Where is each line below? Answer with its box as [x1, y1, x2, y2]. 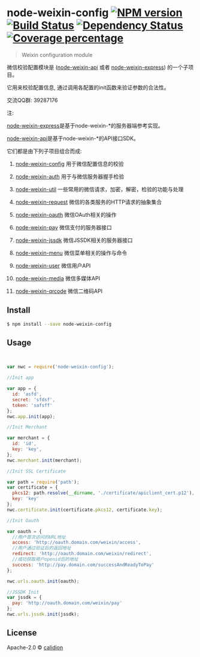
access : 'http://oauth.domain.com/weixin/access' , [12, 540, 141, 546]
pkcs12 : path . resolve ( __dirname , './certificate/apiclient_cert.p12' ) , [12, 490, 195, 496]
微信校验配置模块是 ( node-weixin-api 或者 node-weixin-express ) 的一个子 [7, 63, 189, 71]
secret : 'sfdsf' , [12, 396, 56, 402]
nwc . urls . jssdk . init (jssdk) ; [7, 611, 80, 617]
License [7, 628, 37, 638]
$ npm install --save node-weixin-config [7, 321, 112, 327]
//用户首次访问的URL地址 [12, 534, 66, 540]
